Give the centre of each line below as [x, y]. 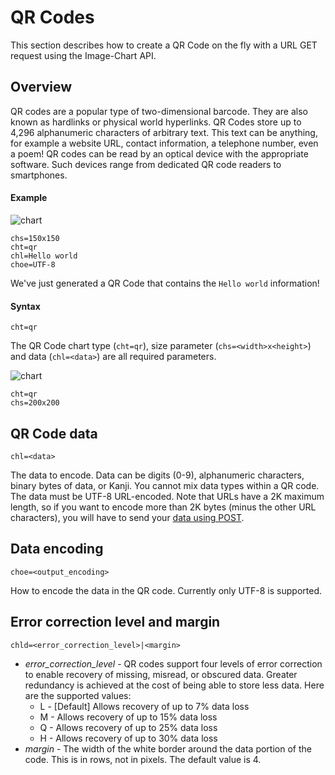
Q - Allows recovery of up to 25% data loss [128, 727]
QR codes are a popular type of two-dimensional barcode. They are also [159, 111]
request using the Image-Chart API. [83, 55]
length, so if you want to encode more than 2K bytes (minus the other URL [163, 507]
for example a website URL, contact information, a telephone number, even [164, 143]
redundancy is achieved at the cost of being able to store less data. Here [174, 685]
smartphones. [39, 175]
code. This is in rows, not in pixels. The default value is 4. [143, 759]
